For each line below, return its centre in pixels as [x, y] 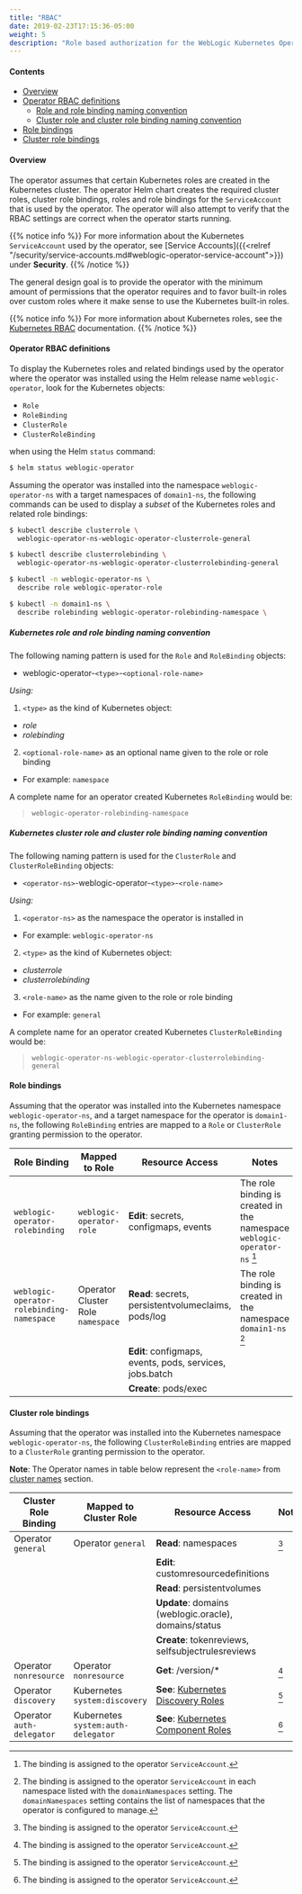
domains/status [189, 1626]
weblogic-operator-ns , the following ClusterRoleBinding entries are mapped [150, 1442]
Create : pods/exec [168, 1389]
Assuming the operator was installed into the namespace [115, 485]
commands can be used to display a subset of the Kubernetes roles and [142, 504]
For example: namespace [66, 779]
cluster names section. [51, 1479]
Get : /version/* [188, 1671]
